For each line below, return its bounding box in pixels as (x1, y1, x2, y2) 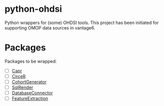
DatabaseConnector (11, 90, 53, 96)
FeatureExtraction (11, 96, 48, 102)
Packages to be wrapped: (4, 58, 57, 64)
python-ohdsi (4, 3, 62, 15)
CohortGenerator (11, 79, 47, 84)
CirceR (11, 73, 26, 79)
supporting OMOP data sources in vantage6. (4, 25, 95, 30)
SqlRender (11, 84, 33, 90)
